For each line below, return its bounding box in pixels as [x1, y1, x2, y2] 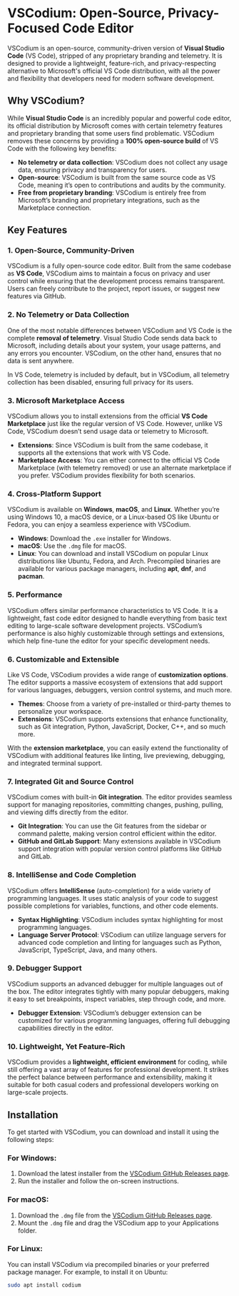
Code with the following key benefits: [7, 144, 117, 153]
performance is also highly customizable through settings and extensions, [7, 629, 225, 637]
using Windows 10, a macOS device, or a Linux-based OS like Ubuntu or [7, 512, 219, 522]
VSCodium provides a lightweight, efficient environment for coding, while [7, 1058, 228, 1066]
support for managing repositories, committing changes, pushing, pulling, [7, 801, 223, 809]
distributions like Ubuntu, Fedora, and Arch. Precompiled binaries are [17, 557, 221, 565]
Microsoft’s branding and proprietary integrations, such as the [17, 196, 200, 204]
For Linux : [7, 1244, 43, 1254]
